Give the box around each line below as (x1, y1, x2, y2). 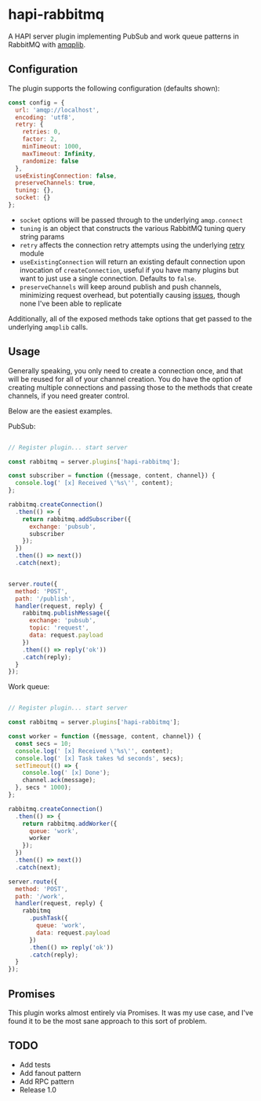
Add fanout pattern (19, 1068, 82, 1077)
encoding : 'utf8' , (15, 113, 76, 121)
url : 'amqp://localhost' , (15, 106, 100, 114)
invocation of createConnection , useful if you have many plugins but (19, 265, 239, 274)
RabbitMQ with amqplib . (8, 39, 86, 49)
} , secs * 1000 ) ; (15, 784, 72, 791)
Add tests (19, 1059, 51, 1070)
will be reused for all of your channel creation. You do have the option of (8, 374, 241, 384)
